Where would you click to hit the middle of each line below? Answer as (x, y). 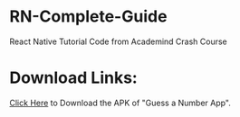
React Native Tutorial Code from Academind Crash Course (119, 41)
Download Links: (73, 78)
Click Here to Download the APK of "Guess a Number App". (120, 103)
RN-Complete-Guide (88, 17)
